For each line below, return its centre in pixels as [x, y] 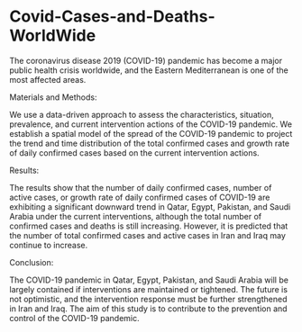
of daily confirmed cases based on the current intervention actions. [134, 153]
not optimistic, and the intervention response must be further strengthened [148, 299]
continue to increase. [49, 245]
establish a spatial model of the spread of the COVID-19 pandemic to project [151, 133]
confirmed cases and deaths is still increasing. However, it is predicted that [149, 226]
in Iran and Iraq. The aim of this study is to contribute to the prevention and [148, 309]
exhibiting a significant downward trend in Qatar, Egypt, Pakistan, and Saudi [150, 206]
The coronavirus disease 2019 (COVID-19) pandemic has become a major [146, 60]
